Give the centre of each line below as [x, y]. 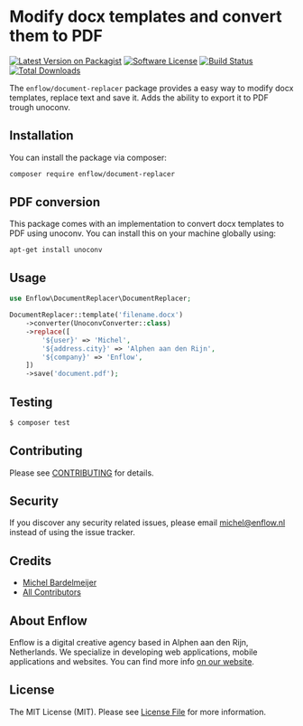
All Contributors [51, 592]
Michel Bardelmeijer [60, 583]
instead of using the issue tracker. [72, 533]
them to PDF [56, 36]
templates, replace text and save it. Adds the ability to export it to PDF [139, 98]
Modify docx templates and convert [146, 17]
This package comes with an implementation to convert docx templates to [147, 224]
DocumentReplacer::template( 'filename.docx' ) [96, 315]
